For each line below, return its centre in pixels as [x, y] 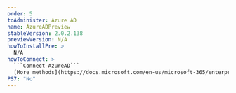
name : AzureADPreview [39, 27]
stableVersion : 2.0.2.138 [45, 33]
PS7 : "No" [22, 79]
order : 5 [20, 14]
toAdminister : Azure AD [42, 20]
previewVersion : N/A [38, 40]
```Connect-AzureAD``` [47, 66]
